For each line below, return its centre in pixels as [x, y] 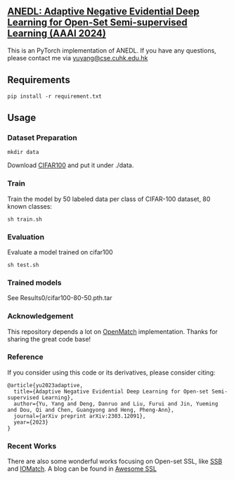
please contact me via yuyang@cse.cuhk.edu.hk [78, 58]
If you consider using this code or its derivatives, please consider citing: [111, 372]
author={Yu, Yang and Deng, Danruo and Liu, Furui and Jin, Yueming [116, 403]
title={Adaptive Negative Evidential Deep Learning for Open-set [111, 391]
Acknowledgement [40, 316]
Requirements [39, 80]
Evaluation [26, 237]
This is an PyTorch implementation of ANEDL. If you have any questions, [112, 50]
